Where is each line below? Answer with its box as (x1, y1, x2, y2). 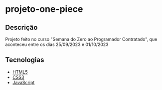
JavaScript (12, 79, 35, 85)
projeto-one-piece (5, 3, 83, 15)
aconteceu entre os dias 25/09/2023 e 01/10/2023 (5, 42, 109, 47)
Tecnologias (5, 56, 44, 64)
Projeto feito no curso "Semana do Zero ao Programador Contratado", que (5, 36, 158, 42)
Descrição (5, 23, 38, 32)
